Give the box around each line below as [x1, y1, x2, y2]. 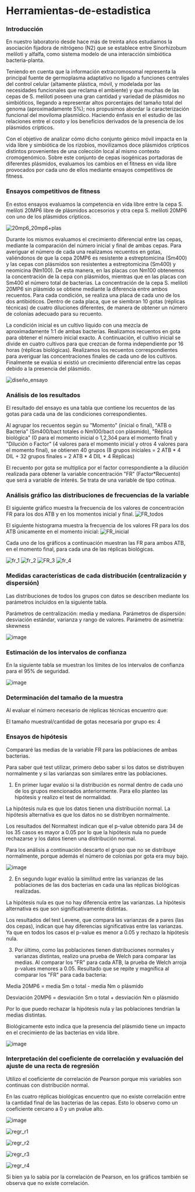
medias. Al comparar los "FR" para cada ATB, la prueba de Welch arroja [14, 959, 187, 966]
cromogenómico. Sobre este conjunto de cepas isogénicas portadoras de [6, 154, 183, 161]
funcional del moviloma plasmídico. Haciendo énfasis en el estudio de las [6, 112, 182, 119]
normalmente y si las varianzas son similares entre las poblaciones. [6, 770, 168, 777]
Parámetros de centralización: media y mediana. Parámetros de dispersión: [6, 610, 186, 617]
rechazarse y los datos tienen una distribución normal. [6, 835, 137, 842]
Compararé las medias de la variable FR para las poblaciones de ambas [6, 746, 178, 753]
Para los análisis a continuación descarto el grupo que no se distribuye [6, 846, 176, 853]
